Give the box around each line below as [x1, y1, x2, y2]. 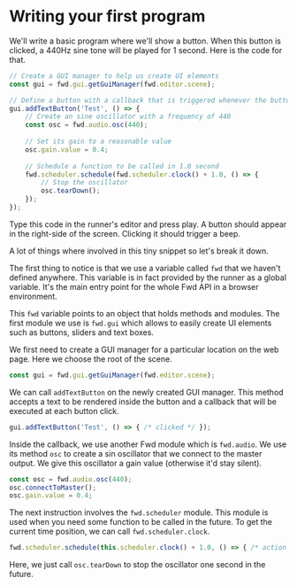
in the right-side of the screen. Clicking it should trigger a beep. [9, 228, 241, 238]
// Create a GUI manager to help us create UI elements [9, 71, 219, 81]
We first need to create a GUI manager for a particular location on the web [9, 344, 279, 355]
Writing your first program [9, 6, 206, 27]
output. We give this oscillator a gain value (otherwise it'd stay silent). [9, 457, 263, 468]
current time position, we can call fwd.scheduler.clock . [9, 526, 210, 537]
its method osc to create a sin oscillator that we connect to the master [9, 448, 263, 458]
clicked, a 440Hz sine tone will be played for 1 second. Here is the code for [9, 44, 283, 55]
